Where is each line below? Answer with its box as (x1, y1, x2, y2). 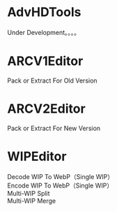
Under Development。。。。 (7, 28, 81, 36)
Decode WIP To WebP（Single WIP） (7, 172, 114, 181)
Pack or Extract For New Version (7, 124, 101, 132)
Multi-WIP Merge (7, 197, 56, 205)
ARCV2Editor (7, 101, 86, 117)
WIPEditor (7, 148, 67, 164)
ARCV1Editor (7, 53, 84, 69)
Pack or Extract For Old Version (7, 76, 97, 85)
